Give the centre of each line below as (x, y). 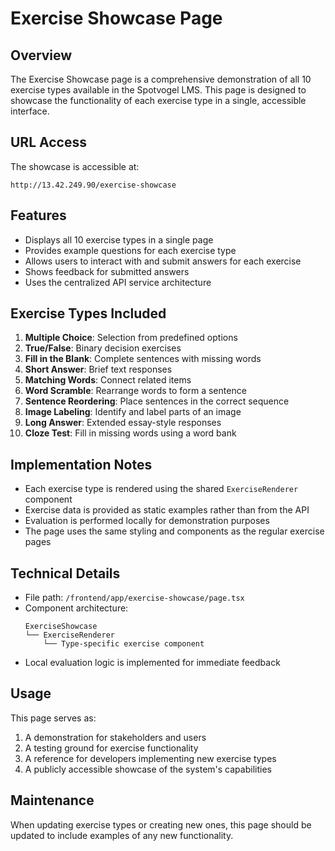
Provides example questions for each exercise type (130, 250)
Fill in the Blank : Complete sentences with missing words (143, 359)
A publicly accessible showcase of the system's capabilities (148, 769)
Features (38, 215)
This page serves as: (53, 718)
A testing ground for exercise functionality (111, 748)
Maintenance (52, 800)
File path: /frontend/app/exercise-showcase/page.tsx (134, 598)
